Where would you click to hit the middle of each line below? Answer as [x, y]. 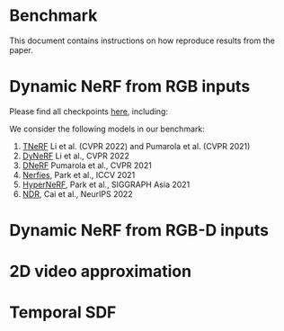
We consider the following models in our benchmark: [107, 129]
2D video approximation [100, 272]
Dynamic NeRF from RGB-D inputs [139, 231]
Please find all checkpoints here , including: [89, 111]
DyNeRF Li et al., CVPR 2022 [76, 156]
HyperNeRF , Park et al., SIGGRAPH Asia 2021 [106, 184]
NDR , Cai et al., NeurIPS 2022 [77, 193]
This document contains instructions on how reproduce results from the [142, 40]
